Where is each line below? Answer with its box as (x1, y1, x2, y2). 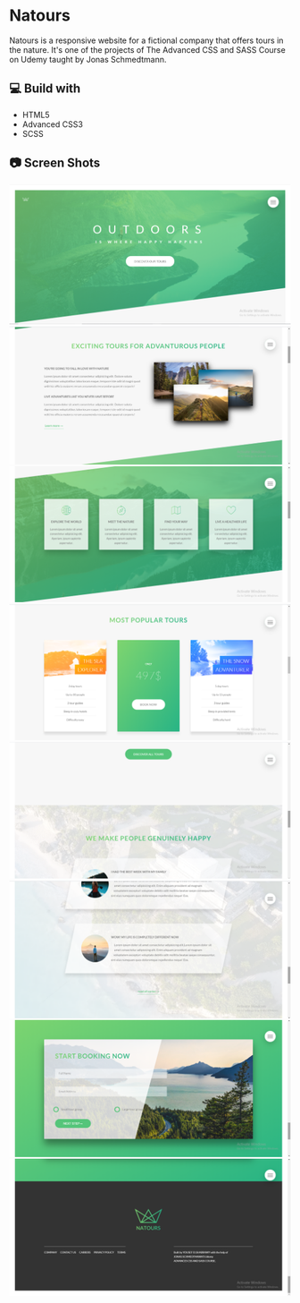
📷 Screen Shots (9, 156, 101, 171)
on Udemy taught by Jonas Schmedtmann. (9, 54, 167, 64)
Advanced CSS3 (21, 118, 83, 130)
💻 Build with (9, 81, 81, 97)
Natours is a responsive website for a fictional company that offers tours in (9, 35, 284, 46)
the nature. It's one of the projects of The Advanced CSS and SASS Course (9, 44, 286, 55)
